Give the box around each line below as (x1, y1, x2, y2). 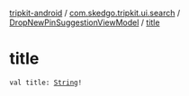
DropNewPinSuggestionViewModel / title (9, 17, 160, 28)
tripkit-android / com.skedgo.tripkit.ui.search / (9, 8, 181, 18)
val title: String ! (9, 78, 83, 87)
